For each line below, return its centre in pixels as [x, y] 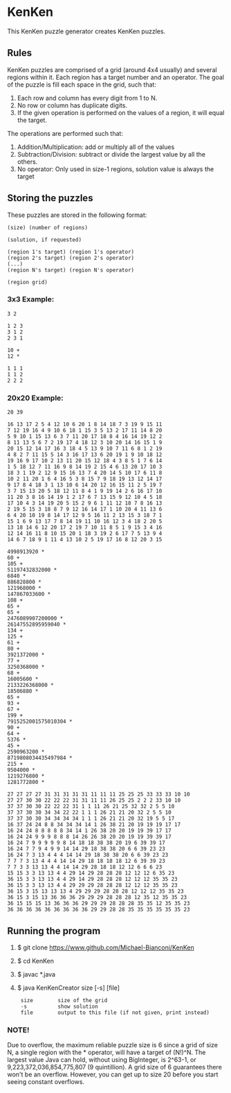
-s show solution [59, 1006]
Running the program [54, 930]
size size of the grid [64, 1000]
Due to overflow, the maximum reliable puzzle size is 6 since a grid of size [112, 1045]
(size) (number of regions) [48, 227]
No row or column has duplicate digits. [72, 105]
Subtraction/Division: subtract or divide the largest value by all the [111, 154]
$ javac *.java [36, 974]
